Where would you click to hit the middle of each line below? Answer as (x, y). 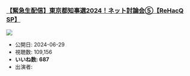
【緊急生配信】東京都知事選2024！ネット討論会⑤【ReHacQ (95, 10)
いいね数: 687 (32, 59)
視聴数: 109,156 (34, 52)
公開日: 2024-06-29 (40, 45)
